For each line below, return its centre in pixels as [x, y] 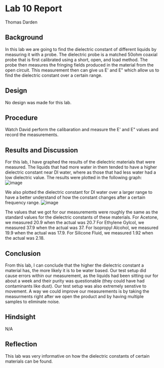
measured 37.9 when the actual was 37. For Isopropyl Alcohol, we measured [82, 228]
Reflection [21, 344]
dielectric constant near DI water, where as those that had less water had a [81, 172]
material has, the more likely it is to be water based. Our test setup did [76, 270]
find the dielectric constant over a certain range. [54, 75]
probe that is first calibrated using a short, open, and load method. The [76, 60]
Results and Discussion [42, 150]
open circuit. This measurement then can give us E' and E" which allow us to [82, 70]
